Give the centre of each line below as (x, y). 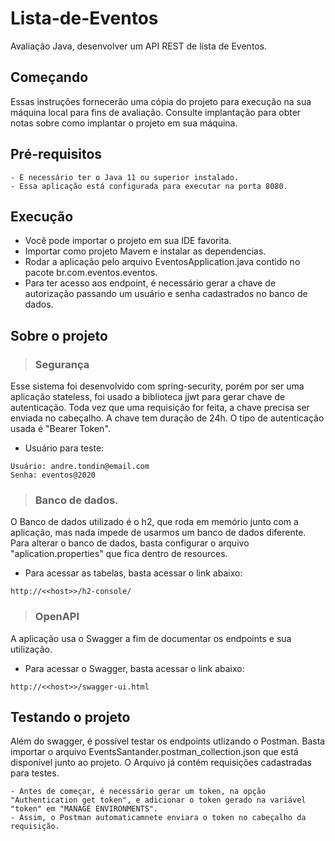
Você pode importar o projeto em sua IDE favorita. (128, 241)
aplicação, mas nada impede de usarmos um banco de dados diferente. (158, 533)
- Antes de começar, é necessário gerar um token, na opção (138, 792)
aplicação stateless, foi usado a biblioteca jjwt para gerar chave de (148, 397)
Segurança (62, 364)
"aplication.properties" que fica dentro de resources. (119, 554)
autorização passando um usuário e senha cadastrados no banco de (166, 294)
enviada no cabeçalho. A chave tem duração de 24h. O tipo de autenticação (167, 418)
